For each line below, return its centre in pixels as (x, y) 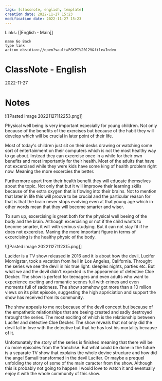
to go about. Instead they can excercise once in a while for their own (74, 156)
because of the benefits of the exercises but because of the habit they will (80, 131)
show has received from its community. (45, 297)
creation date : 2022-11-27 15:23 (39, 14)
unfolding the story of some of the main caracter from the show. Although (79, 363)
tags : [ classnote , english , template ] (44, 10)
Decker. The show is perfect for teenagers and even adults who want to (77, 277)
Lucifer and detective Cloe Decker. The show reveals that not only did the (79, 322)
